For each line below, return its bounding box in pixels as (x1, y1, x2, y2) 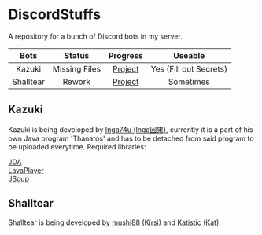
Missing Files (52, 63, 101, 74)
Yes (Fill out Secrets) (150, 63, 228, 74)
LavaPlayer (8, 165, 45, 174)
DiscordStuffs (8, 6, 101, 24)
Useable (172, 50, 205, 61)
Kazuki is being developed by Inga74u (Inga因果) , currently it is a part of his (8, 124, 253, 134)
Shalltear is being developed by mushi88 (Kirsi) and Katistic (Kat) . (8, 218, 222, 227)
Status (64, 50, 90, 61)
